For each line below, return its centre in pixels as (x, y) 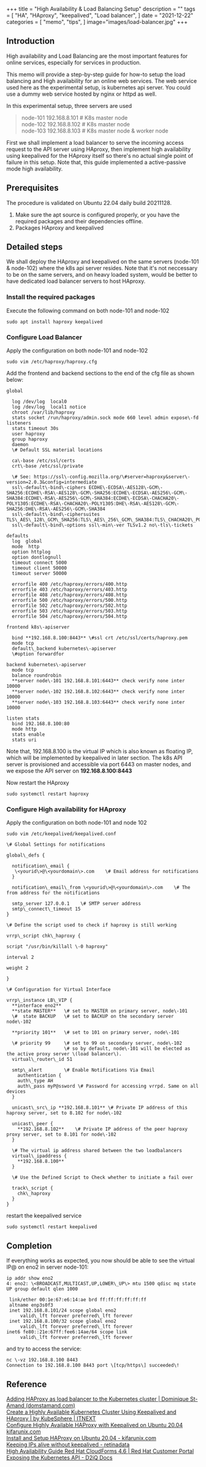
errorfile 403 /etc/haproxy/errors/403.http (70, 590)
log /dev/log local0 (40, 402)
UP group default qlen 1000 (42, 1289)
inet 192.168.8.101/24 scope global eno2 (63, 1311)
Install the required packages (51, 297)
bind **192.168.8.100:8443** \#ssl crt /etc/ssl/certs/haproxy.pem (100, 638)
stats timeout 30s (36, 429)
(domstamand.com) (50, 1405)
